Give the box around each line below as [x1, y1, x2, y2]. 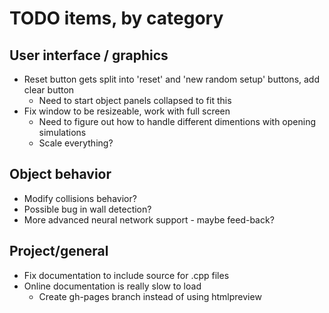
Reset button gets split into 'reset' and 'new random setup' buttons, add [23, 73, 320, 85]
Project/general [9, 243, 109, 260]
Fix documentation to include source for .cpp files [23, 269, 230, 281]
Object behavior [9, 166, 112, 183]
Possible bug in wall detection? [23, 203, 152, 215]
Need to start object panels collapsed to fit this [38, 95, 232, 106]
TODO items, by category [9, 7, 224, 30]
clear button [23, 84, 75, 96]
